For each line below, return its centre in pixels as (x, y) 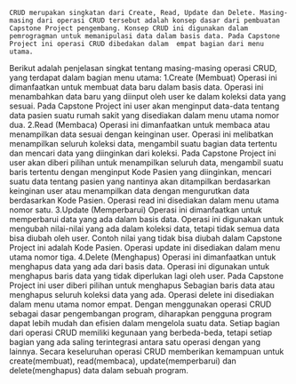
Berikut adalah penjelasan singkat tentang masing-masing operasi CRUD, (143, 68)
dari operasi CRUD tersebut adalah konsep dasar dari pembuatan (158, 20)
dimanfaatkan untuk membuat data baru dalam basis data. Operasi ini (136, 87)
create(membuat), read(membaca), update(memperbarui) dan (123, 361)
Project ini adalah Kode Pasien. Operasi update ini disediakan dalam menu (145, 248)
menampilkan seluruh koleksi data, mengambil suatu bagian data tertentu (143, 144)
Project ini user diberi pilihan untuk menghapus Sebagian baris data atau (142, 285)
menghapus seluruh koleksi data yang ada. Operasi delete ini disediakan (142, 295)
